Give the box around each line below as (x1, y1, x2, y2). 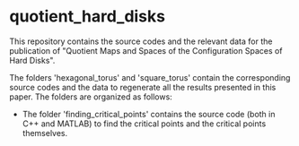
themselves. (22, 127, 68, 138)
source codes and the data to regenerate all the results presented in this (9, 82, 277, 92)
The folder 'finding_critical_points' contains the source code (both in (22, 108, 276, 119)
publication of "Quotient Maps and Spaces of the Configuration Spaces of (9, 45, 283, 56)
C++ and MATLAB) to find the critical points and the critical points (22, 118, 267, 129)
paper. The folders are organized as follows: (9, 91, 172, 102)
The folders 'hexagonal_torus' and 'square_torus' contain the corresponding (9, 72, 291, 82)
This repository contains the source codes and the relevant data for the (9, 36, 273, 47)
